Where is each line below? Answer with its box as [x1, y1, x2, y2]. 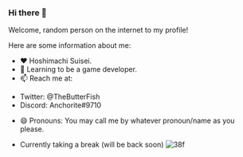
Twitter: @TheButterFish [19, 92, 100, 102]
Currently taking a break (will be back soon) [19, 139, 164, 150]
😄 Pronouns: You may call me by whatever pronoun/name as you [19, 116, 235, 126]
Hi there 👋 [8, 7, 48, 18]
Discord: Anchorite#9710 [19, 100, 102, 110]
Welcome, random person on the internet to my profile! [8, 26, 189, 35]
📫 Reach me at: [19, 73, 73, 83]
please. [19, 124, 45, 134]
